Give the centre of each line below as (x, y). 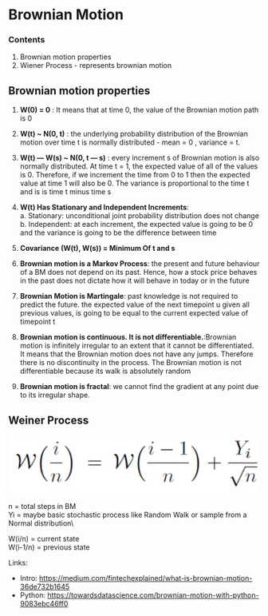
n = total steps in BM (42, 507)
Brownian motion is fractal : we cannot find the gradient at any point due (139, 387)
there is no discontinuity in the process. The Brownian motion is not (130, 363)
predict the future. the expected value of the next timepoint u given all (134, 304)
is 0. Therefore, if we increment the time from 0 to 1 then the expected (135, 175)
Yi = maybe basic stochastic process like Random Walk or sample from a (128, 515)
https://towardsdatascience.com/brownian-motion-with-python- (153, 595)
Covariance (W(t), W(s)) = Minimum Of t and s (97, 248)
